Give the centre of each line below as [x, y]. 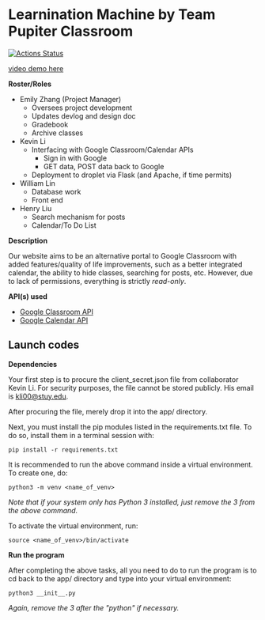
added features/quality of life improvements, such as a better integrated [125, 264]
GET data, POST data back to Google [104, 166]
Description [28, 240]
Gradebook [50, 124]
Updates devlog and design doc [83, 115]
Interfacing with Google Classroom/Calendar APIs [112, 149]
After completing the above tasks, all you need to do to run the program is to [132, 570]
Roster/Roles [30, 84]
